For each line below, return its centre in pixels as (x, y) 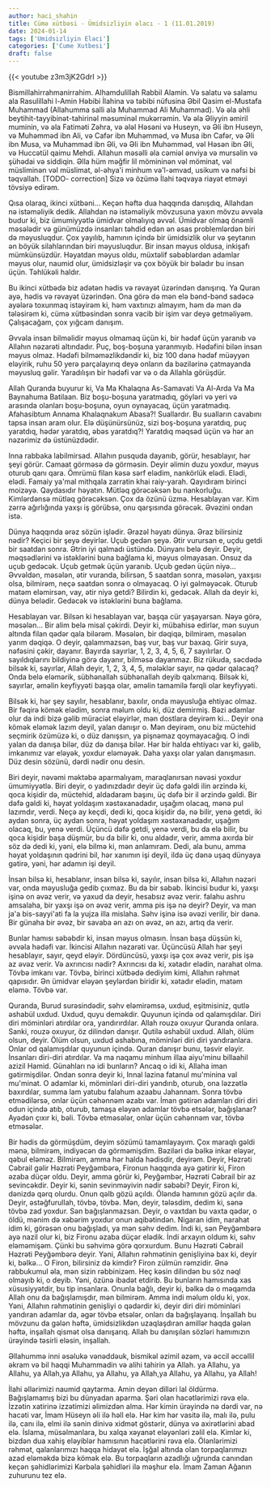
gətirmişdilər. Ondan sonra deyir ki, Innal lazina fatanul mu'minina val (123, 1075)
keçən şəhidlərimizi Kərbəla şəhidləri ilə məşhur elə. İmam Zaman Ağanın (130, 1467)
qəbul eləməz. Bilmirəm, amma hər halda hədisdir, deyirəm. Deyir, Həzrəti (130, 1159)
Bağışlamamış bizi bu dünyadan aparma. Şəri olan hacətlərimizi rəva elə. (129, 1398)
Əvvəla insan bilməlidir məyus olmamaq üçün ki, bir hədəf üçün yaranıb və (132, 338)
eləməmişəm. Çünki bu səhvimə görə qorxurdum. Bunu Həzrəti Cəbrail (126, 1246)
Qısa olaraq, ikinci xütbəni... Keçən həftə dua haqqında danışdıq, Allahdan (131, 203)
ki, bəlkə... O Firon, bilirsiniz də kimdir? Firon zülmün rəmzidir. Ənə (119, 1263)
